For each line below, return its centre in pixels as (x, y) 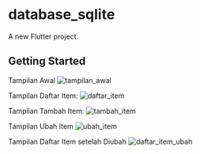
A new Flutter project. (43, 36)
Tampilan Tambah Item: (46, 111)
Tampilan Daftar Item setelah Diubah (67, 141)
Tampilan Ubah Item (41, 126)
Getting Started (47, 61)
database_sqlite (62, 15)
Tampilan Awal (32, 80)
